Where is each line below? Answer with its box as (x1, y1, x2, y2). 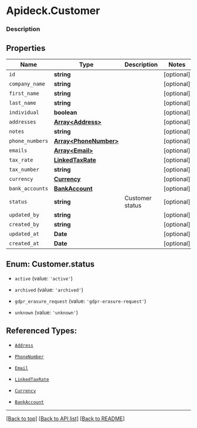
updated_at (9, 230, 39, 237)
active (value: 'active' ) (14, 275, 73, 282)
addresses (9, 118, 36, 125)
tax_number (9, 166, 39, 173)
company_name (9, 80, 46, 87)
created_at (9, 240, 39, 246)
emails (9, 147, 28, 153)
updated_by (9, 211, 39, 218)
